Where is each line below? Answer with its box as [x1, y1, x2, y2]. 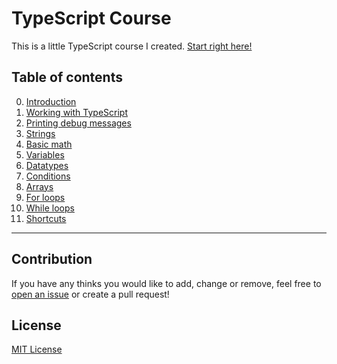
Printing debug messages [25, 117, 132, 129]
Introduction [25, 95, 77, 107]
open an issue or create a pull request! [11, 288, 170, 300]
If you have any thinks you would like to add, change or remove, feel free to [11, 277, 322, 289]
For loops [25, 191, 66, 203]
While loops [25, 202, 75, 214]
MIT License [11, 343, 63, 356]
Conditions [25, 170, 71, 182]
